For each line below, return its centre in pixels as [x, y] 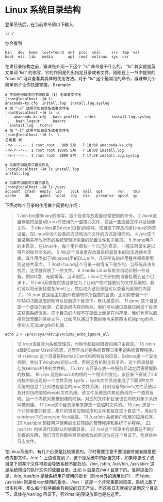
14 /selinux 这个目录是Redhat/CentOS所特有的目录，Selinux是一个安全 [87, 356]
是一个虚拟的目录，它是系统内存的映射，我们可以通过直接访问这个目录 [87, 306]
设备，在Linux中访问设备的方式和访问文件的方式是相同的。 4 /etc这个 [86, 233]
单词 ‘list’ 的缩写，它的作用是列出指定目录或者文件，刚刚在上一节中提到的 [82, 72]
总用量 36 [14, 140]
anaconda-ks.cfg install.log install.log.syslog [57, 103]
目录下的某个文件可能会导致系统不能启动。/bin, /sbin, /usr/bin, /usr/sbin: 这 [80, 464]
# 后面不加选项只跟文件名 [27, 165]
